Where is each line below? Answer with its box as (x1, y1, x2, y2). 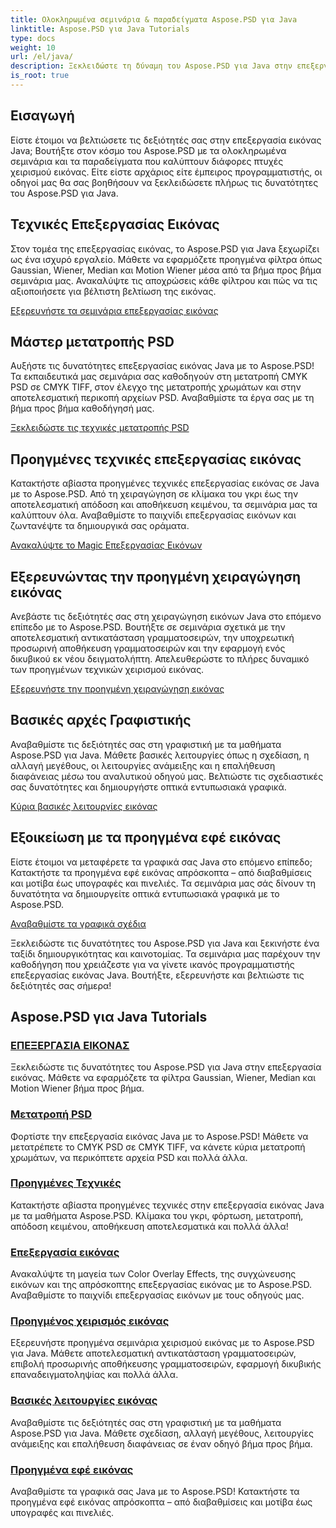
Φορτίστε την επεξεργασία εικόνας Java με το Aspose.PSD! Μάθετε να (10, 1130, 309, 1142)
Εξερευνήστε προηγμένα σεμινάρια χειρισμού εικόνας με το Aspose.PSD (10, 1337, 315, 1349)
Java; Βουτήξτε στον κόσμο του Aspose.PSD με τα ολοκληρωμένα (10, 144, 287, 156)
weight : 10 (10, 42, 56, 53)
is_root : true (10, 71, 70, 81)
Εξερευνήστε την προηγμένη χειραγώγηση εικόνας (10, 682, 225, 695)
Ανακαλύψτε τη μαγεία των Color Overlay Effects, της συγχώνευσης (10, 1268, 297, 1280)
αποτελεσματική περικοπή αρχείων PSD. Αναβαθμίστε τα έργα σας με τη (10, 392, 315, 404)
